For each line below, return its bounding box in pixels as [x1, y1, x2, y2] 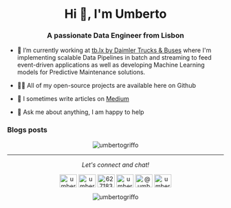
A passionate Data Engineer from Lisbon [47, 31, 184, 41]
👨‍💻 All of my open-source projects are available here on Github [16, 82, 196, 90]
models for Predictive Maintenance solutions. [16, 68, 146, 76]
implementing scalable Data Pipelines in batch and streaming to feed [16, 54, 212, 62]
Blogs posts [7, 125, 48, 135]
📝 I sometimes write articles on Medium [16, 95, 129, 103]
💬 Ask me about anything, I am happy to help [16, 108, 144, 116]
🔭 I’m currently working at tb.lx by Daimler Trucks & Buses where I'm [16, 46, 212, 54]
